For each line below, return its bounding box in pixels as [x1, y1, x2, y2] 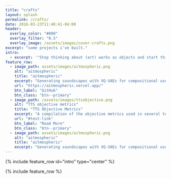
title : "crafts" [5, 7, 40, 13]
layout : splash [5, 12, 38, 17]
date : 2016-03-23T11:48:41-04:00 [5, 21, 76, 27]
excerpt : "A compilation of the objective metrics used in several [14, 111, 160, 117]
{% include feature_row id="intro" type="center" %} [5, 159, 115, 164]
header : [5, 26, 22, 32]
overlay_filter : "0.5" [10, 36, 58, 41]
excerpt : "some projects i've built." [5, 45, 88, 50]
